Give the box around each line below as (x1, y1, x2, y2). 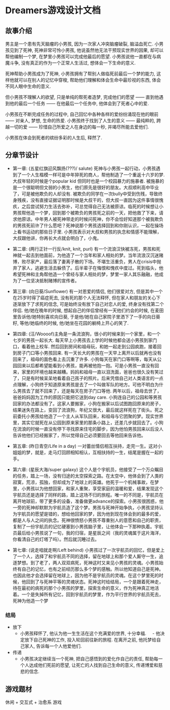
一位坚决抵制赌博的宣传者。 (21, 277, 79, 283)
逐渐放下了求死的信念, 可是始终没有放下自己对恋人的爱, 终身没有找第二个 (12, 301, 164, 307)
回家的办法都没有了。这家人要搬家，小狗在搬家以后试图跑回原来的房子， (12, 400, 163, 406)
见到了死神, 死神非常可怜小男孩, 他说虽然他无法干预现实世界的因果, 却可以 (9, 47, 163, 53)
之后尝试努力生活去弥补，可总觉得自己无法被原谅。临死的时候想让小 (21, 203, 163, 209)
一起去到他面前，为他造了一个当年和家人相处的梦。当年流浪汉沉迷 (21, 252, 159, 258)
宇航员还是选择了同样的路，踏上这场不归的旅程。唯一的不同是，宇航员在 (12, 491, 163, 498)
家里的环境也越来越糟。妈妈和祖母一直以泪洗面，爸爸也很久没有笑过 (21, 369, 163, 375)
